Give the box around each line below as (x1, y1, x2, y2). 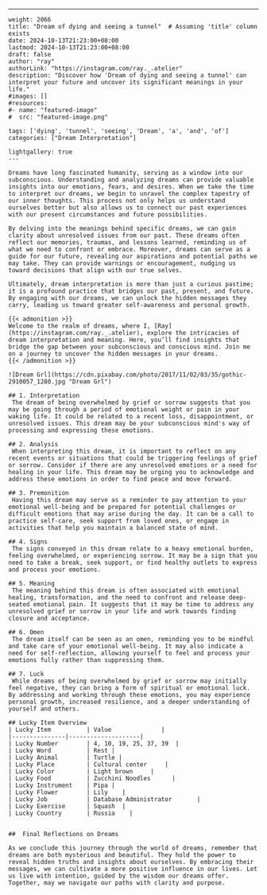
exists (8, 29, 30, 37)
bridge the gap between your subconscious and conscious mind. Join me (8, 343, 250, 351)
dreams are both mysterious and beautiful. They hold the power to (8, 851, 237, 859)
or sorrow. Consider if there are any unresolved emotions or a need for (8, 461, 258, 469)
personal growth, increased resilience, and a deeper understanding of (8, 698, 250, 706)
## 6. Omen (8, 628, 44, 636)
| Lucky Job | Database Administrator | (8, 796, 201, 804)
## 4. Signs (8, 538, 48, 546)
